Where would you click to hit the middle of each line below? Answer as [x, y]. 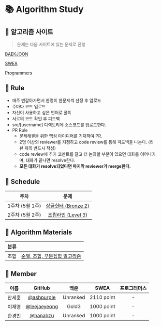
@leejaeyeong [42, 307]
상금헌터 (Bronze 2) [67, 206]
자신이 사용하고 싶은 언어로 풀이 [42, 113]
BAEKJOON [17, 54]
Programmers [19, 73]
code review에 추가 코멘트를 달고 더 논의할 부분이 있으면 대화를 [79, 154]
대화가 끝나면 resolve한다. [51, 160]
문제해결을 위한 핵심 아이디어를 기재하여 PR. [61, 136]
